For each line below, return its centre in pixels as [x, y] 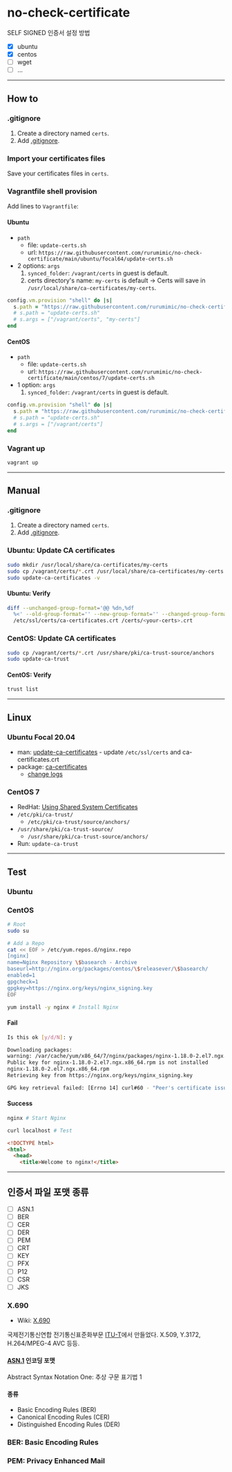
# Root [17, 924]
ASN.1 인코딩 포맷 [31, 1360]
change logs [45, 774]
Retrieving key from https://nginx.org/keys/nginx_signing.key [100, 1076]
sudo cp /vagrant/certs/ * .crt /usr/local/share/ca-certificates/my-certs [116, 571]
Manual [23, 491]
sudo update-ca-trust [38, 659]
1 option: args [36, 385]
